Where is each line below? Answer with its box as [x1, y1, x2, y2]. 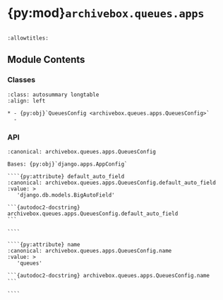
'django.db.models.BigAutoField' [16, 191, 115, 199]
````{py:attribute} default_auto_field [7, 173, 125, 180]
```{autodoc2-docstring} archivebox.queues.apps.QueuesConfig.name [7, 272, 210, 279]
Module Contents [7, 54, 85, 66]
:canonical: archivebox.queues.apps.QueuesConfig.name [7, 247, 172, 254]
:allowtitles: [7, 34, 49, 42]
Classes [7, 75, 36, 85]
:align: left [7, 97, 46, 104]
